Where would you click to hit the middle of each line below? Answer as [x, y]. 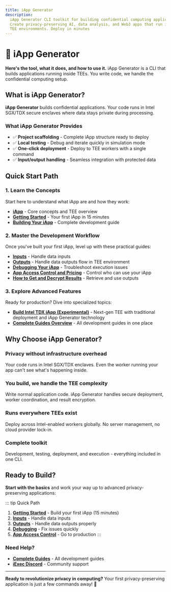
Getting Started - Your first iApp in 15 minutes [61, 217]
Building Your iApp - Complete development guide [66, 222]
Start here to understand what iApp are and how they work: [67, 201]
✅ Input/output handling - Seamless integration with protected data [84, 160]
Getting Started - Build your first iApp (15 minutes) [66, 513]
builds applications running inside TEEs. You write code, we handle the [79, 74]
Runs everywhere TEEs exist [41, 413]
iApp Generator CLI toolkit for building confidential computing [81, 19]
